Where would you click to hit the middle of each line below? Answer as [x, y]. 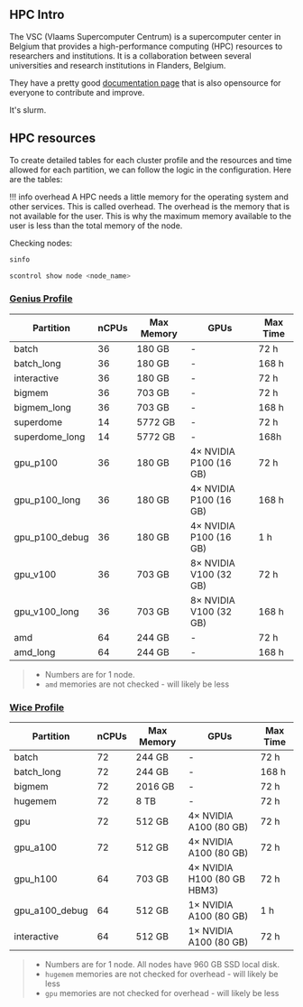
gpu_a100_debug [51, 910]
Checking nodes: [41, 243]
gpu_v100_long [46, 611]
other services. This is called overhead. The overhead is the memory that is [150, 206]
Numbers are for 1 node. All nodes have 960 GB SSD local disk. [162, 964]
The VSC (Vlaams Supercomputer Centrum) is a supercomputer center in [145, 36]
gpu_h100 [36, 879]
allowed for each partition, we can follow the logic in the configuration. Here [150, 170]
